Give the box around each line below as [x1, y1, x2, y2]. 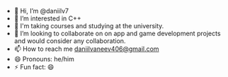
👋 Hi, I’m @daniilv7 [13, 7, 69, 15]
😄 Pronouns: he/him [13, 55, 74, 63]
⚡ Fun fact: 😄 [13, 63, 55, 71]
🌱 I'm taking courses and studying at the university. [13, 22, 164, 30]
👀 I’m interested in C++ [13, 14, 81, 23]
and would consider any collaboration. [13, 37, 126, 45]
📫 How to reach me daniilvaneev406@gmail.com [13, 45, 159, 53]
